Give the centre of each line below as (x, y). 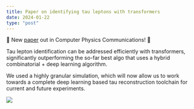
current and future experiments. (46, 89)
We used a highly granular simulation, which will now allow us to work (93, 76)
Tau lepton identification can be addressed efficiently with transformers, (96, 52)
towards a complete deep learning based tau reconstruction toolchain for (97, 82)
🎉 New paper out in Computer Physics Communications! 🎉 (79, 40)
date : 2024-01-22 (28, 17)
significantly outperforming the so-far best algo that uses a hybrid (88, 58)
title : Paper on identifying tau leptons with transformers (83, 12)
